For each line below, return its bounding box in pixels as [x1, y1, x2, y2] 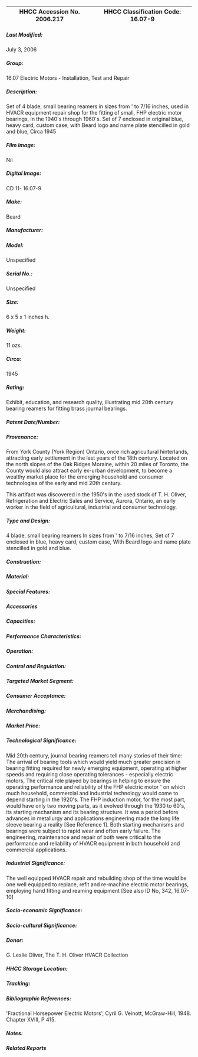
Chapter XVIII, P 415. [6, 1016, 56, 1023]
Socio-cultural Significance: [6, 922, 77, 929]
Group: [6, 59, 24, 67]
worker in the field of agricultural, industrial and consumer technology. [6, 503, 177, 510]
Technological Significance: [6, 737, 77, 744]
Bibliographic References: [6, 995, 72, 1002]
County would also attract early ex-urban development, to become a [6, 467, 173, 474]
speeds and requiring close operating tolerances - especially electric [6, 770, 174, 778]
